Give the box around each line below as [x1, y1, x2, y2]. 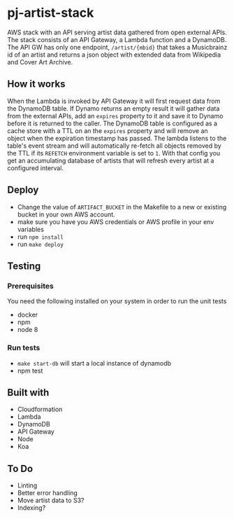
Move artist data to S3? [17, 496, 85, 505]
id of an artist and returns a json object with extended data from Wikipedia [7, 50, 221, 59]
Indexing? [17, 504, 46, 512]
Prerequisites [7, 281, 54, 291]
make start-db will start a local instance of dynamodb [17, 359, 172, 367]
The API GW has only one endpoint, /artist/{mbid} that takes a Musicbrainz [7, 43, 228, 51]
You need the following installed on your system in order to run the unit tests [7, 297, 227, 305]
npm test [17, 366, 43, 375]
